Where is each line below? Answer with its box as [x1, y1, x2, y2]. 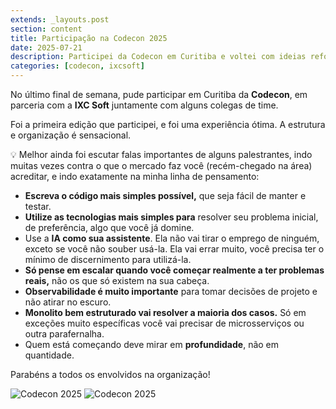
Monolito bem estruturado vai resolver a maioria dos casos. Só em [24, 307, 307, 318]
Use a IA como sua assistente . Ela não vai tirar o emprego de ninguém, [24, 232, 320, 244]
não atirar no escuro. [24, 296, 112, 308]
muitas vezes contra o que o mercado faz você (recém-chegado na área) [10, 160, 313, 171]
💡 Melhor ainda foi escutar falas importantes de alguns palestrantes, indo [10, 149, 313, 160]
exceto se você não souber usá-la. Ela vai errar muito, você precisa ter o [24, 243, 325, 255]
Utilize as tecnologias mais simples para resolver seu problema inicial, [24, 211, 319, 223]
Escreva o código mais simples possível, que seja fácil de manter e [24, 190, 307, 201]
